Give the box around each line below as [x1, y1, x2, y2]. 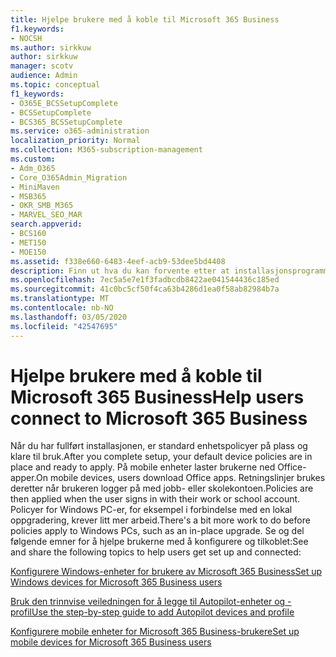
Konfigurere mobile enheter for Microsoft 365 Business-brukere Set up [10, 626, 300, 638]
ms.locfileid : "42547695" [10, 321, 118, 331]
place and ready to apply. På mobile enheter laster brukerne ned [10, 461, 276, 473]
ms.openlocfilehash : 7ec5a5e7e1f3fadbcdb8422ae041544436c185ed [10, 275, 280, 285]
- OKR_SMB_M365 [10, 201, 74, 211]
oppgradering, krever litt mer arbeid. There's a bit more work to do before [10, 514, 311, 526]
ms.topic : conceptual [10, 80, 101, 90]
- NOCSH [10, 33, 43, 43]
